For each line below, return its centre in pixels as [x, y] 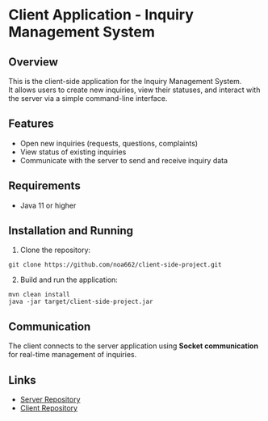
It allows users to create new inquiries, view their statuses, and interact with [134, 90]
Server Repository [50, 400]
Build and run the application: [69, 280]
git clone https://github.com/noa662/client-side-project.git [115, 265]
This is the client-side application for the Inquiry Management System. [125, 81]
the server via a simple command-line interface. [88, 98]
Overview [33, 62]
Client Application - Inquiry [101, 15]
